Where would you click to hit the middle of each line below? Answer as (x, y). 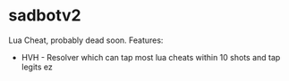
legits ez (37, 67)
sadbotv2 (45, 16)
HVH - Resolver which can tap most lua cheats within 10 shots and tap (151, 57)
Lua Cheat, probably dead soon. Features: (86, 40)
